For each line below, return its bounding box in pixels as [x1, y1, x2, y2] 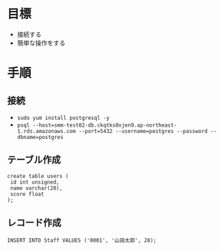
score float [10, 190, 45, 197]
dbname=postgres [16, 134, 64, 140]
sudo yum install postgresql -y [16, 114, 110, 121]
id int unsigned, [10, 179, 60, 186]
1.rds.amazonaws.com [16, 127, 76, 134]
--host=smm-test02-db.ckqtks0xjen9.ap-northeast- [32, 121, 177, 129]
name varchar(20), [10, 184, 63, 192]
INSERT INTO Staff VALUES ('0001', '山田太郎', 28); [7, 237, 157, 244]
